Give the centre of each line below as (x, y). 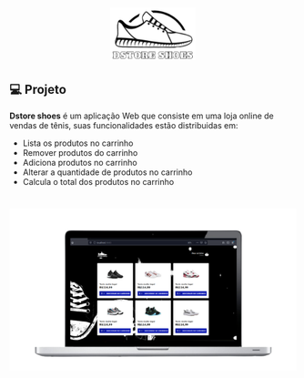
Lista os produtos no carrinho (78, 143)
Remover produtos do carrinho (80, 153)
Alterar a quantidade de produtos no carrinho (107, 172)
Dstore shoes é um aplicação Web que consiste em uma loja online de (142, 116)
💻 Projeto (38, 89)
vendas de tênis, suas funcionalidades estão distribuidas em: (124, 126)
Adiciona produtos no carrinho (80, 163)
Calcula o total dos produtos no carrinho (98, 182)
